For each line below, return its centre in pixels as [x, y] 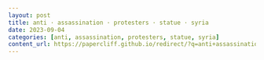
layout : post [29, 15]
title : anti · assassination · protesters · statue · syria [109, 23]
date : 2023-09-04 [37, 30]
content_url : [29, 44]
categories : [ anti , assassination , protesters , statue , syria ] [114, 37]
